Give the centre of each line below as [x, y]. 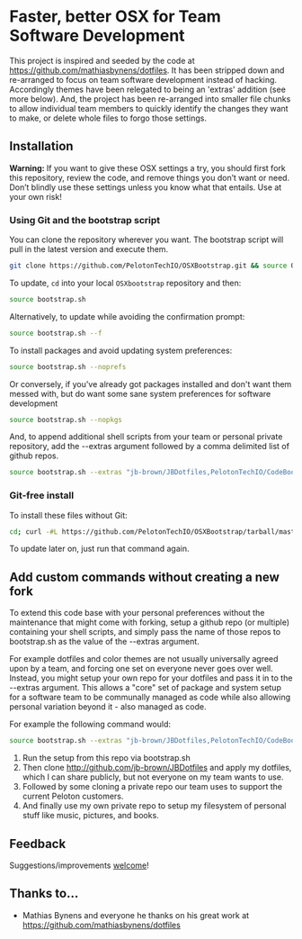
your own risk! [36, 196]
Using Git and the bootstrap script [85, 220]
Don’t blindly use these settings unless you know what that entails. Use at [146, 187]
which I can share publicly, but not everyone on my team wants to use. [153, 777]
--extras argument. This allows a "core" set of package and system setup [145, 688]
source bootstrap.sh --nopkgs [66, 420]
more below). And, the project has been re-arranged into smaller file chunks [150, 99]
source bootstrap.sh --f [56, 333]
